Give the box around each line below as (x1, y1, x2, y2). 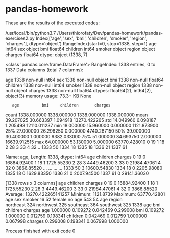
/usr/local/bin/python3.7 (5, 30, 56, 36)
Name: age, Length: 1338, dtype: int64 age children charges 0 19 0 (5, 154, 146, 160)
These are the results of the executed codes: (5, 20, 100, 26)
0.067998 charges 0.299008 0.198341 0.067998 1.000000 (5, 218, 129, 224)
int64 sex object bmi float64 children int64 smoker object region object (5, 46, 155, 52)
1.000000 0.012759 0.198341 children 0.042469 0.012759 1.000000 (5, 213, 147, 219)
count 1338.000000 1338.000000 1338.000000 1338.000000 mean (5, 112, 148, 118)
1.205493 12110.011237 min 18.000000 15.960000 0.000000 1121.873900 (5, 122, 159, 128)
